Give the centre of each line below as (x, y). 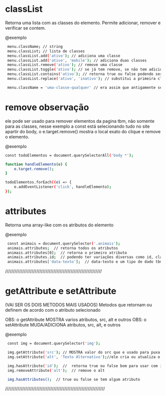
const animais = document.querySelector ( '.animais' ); (64, 243)
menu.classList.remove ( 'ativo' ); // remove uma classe (65, 65)
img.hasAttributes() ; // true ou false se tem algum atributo (74, 379)
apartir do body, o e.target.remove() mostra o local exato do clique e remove (83, 131)
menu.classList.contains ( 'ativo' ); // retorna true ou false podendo (80, 74)
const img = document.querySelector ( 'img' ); (54, 344)
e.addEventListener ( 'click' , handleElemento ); (63, 187)
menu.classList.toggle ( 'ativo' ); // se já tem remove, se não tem (77, 70)
